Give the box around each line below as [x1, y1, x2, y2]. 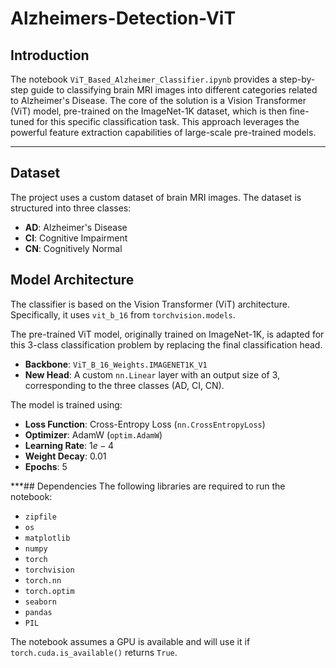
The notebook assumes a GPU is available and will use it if [10, 635, 251, 647]
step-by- [279, 73, 316, 85]
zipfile [24, 512, 57, 522]
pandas [24, 607, 53, 617]
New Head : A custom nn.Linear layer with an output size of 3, [24, 368, 281, 381]
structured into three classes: [10, 202, 132, 214]
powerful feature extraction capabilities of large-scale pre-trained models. [10, 127, 317, 138]
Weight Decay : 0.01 [24, 450, 107, 462]
